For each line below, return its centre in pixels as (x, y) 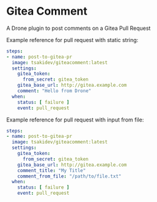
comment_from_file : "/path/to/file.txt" (69, 176)
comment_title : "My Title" (52, 170)
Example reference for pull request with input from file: (75, 120)
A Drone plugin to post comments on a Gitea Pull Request (78, 28)
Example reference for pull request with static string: (72, 40)
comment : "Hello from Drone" (54, 91)
